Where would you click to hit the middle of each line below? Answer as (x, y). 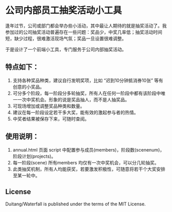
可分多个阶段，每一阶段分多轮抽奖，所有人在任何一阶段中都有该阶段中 (87, 93)
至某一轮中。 (26, 175)
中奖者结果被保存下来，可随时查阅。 (51, 119)
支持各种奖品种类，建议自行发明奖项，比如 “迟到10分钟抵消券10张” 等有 (88, 80)
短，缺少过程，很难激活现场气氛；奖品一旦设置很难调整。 (66, 38)
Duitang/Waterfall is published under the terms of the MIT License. (76, 204)
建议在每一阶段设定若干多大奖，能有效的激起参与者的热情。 (76, 112)
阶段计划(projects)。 (34, 156)
